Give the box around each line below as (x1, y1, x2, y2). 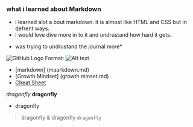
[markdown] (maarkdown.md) (14, 66, 89, 73)
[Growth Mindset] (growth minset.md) (14, 73, 109, 80)
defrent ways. (14, 25, 50, 32)
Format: (45, 55, 65, 62)
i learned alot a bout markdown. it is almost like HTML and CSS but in (14, 19, 187, 26)
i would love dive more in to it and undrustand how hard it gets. (14, 31, 172, 39)
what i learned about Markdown (6, 5, 101, 13)
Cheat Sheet (14, 79, 46, 86)
